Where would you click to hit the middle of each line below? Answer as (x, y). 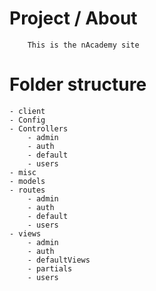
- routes (27, 190)
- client (27, 111)
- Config (27, 120)
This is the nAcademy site (83, 45)
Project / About (73, 18)
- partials (50, 268)
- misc (23, 172)
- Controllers (39, 128)
